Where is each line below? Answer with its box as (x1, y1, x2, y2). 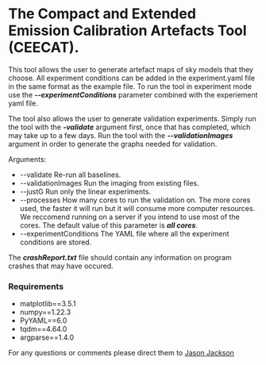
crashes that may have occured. (8, 261, 114, 271)
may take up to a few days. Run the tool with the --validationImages (8, 130, 233, 140)
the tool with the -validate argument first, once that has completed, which (8, 122, 251, 132)
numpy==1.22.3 (19, 307, 71, 317)
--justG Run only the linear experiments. (19, 186, 152, 196)
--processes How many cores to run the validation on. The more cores (19, 195, 251, 205)
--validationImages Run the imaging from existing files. (19, 178, 200, 187)
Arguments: (8, 154, 47, 163)
